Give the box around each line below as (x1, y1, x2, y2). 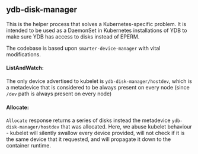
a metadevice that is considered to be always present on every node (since (6, 84, 190, 91)
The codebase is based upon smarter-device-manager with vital (6, 44, 161, 52)
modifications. (6, 50, 41, 58)
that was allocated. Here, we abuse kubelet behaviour (60, 123, 193, 130)
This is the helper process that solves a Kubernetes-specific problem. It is (6, 20, 187, 27)
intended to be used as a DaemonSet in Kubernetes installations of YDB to (6, 27, 187, 34)
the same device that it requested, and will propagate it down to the (6, 136, 171, 143)
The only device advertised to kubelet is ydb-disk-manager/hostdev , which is (6, 78, 193, 85)
